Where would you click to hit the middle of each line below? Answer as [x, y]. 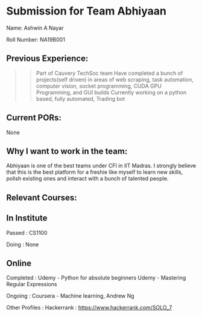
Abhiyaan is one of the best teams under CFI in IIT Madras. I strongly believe [101, 166]
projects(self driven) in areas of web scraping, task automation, [115, 79]
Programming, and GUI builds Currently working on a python [111, 92]
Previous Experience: [47, 59]
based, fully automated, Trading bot [80, 98]
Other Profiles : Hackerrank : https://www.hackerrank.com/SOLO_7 [89, 308]
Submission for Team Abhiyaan [87, 11]
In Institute [27, 218]
